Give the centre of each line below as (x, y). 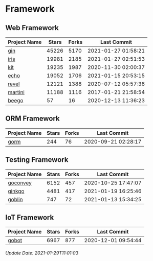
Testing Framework (37, 160)
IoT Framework (30, 218)
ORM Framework (32, 119)
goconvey (20, 183)
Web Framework (32, 28)
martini (16, 92)
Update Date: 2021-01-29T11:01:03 (42, 253)
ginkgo (16, 191)
